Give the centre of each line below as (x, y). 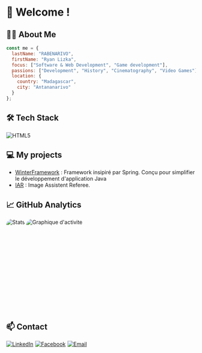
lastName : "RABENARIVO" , (43, 53)
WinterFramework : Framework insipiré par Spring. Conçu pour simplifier (105, 172)
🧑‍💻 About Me (31, 35)
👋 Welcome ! (38, 12)
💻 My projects (34, 155)
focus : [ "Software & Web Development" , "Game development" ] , (90, 65)
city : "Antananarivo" (44, 87)
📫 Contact (27, 327)
